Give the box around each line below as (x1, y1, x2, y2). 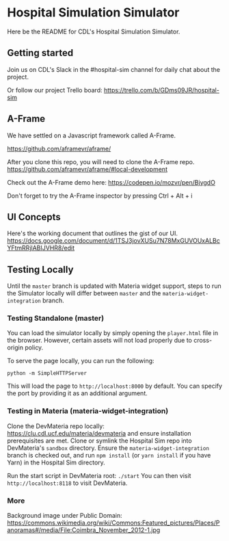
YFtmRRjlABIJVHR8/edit (7, 244, 75, 252)
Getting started (7, 47, 74, 59)
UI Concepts (7, 211, 62, 223)
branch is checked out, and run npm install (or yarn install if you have (7, 451, 211, 459)
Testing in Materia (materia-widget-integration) (7, 406, 169, 416)
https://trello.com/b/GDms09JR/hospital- (103, 85, 220, 94)
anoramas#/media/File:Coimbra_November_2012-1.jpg (7, 526, 161, 534)
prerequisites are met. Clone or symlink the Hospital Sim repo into (7, 436, 193, 445)
